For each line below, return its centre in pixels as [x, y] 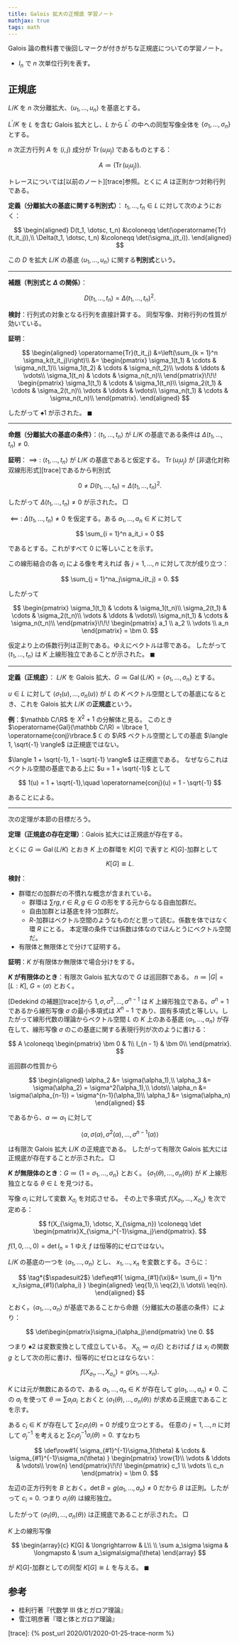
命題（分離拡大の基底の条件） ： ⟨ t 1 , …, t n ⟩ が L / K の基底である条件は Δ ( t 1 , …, [116, 435]
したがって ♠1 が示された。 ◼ [50, 413]
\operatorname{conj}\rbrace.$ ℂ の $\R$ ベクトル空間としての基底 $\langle [118, 736]
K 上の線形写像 [30, 1531]
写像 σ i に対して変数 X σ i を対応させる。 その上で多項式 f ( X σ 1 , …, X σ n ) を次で [117, 1199]
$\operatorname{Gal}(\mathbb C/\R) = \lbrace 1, [78, 727]
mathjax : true [29, 21]
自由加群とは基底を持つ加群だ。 [76, 911]
